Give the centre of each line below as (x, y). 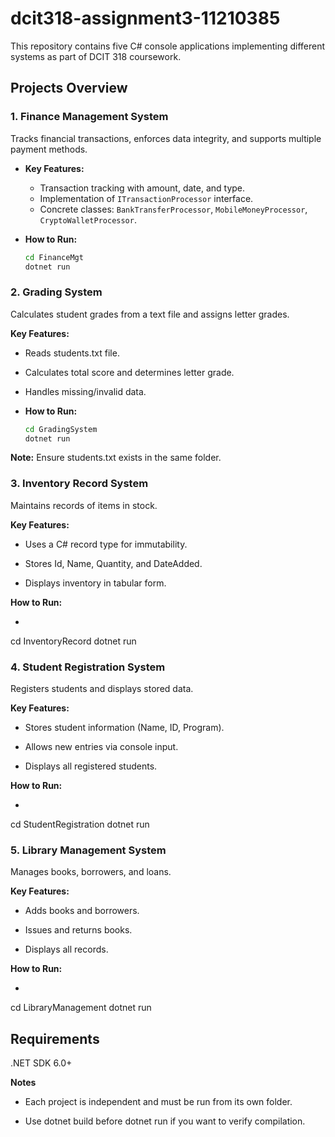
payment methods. (49, 149)
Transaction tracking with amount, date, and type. (142, 188)
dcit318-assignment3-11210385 (145, 18)
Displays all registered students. (91, 766)
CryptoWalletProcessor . (88, 219)
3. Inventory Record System (79, 484)
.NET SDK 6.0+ (41, 1063)
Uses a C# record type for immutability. (106, 544)
